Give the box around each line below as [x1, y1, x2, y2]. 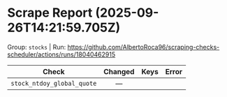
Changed [103, 66, 135, 76]
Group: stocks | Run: [7, 43, 66, 51]
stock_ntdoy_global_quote [10, 79, 97, 87]
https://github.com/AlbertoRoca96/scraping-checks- [67, 43, 220, 51]
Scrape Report [7, 5, 93, 21]
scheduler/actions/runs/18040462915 [7, 50, 116, 59]
